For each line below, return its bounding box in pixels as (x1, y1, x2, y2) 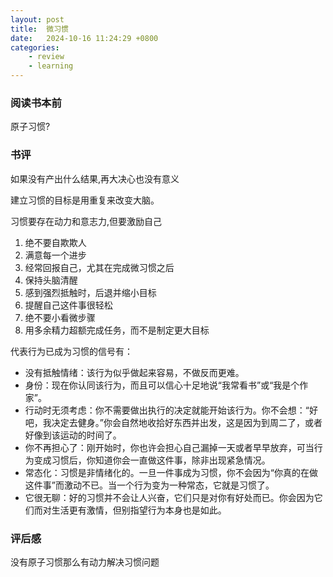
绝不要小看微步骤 (24, 311, 96, 323)
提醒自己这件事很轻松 (24, 299, 113, 311)
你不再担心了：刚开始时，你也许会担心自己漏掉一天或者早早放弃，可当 (24, 441, 315, 453)
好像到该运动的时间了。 (24, 429, 122, 441)
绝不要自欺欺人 (24, 236, 87, 248)
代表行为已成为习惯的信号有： (10, 345, 133, 357)
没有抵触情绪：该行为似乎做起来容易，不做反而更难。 (24, 366, 245, 378)
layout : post (10, 14, 65, 25)
